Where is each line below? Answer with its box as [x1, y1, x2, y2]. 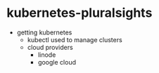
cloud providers [27, 43, 73, 51]
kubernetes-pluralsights [6, 5, 153, 21]
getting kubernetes [16, 28, 72, 36]
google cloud [37, 58, 77, 66]
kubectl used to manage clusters [27, 35, 122, 44]
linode [37, 51, 56, 59]
